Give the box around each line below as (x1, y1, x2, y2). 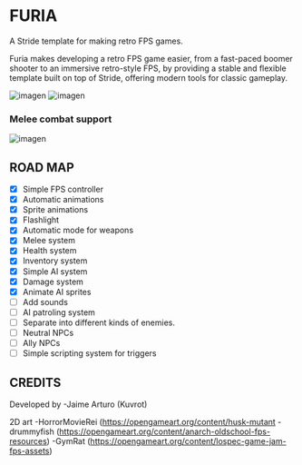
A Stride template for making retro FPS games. (9, 35, 183, 46)
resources (9, 435, 47, 446)
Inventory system (22, 255, 88, 266)
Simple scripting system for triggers (22, 348, 157, 359)
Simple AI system (22, 265, 88, 277)
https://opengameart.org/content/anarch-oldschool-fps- (58, 426, 270, 437)
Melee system (22, 235, 75, 246)
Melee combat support (9, 113, 112, 125)
